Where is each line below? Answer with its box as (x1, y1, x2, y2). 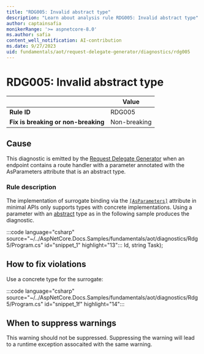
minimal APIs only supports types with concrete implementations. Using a (6, 203, 192, 211)
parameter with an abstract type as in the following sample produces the (6, 209, 190, 217)
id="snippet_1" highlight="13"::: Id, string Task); (44, 241, 164, 249)
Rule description (6, 183, 56, 192)
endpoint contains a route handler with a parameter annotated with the (6, 161, 185, 168)
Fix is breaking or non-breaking (9, 118, 105, 126)
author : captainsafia (6, 20, 62, 26)
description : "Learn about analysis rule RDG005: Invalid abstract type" (6, 15, 199, 21)
